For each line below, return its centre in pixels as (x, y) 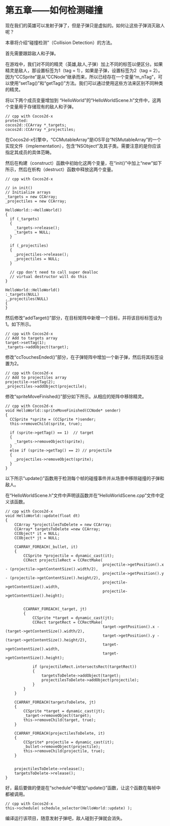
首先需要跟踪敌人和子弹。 (32, 53)
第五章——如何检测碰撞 (54, 10)
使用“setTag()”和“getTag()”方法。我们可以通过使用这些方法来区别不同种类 (86, 83)
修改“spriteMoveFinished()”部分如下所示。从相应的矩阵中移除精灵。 (76, 396)
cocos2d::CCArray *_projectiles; (40, 129)
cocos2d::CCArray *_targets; (36, 125)
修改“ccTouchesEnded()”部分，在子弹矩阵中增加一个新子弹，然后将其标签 (82, 357)
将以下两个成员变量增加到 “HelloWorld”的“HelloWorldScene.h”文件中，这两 (83, 100)
